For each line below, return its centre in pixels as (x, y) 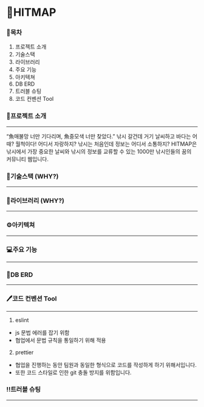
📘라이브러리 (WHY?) (36, 201)
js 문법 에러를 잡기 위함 (42, 332)
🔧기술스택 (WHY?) (32, 176)
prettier (24, 352)
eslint (22, 320)
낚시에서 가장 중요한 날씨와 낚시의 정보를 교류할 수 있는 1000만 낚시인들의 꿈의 (99, 151)
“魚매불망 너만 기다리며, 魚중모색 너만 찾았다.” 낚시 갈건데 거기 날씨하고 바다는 (99, 136)
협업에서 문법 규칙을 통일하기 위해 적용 (60, 340)
